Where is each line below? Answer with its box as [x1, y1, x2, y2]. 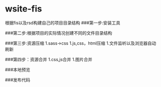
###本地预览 [5, 66, 31, 73]
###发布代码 [5, 77, 31, 83]
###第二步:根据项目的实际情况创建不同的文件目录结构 [5, 30, 113, 36]
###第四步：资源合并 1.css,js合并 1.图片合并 [5, 56, 93, 62]
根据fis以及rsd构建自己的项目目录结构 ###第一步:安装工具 [5, 20, 120, 25]
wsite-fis [5, 3, 42, 14]
